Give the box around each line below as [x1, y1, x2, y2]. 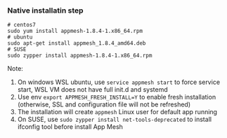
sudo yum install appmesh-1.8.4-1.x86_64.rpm [7, 27, 143, 35]
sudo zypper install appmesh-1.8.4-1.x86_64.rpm [7, 52, 153, 60]
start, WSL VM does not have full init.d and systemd [17, 85, 168, 94]
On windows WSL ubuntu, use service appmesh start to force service [17, 78, 220, 86]
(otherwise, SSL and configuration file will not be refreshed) [17, 100, 191, 109]
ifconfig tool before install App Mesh [17, 123, 123, 131]
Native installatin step [7, 6, 84, 15]
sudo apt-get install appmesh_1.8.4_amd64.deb [7, 40, 146, 47]
